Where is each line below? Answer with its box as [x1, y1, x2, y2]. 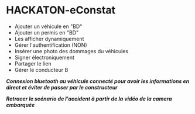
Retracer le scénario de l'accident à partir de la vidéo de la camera [6, 95, 172, 102]
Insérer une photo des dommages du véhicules [14, 47, 129, 54]
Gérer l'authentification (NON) [14, 42, 87, 49]
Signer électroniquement [14, 54, 75, 61]
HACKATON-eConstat [6, 4, 116, 17]
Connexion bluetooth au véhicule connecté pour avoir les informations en [6, 77, 190, 85]
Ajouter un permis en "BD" [14, 29, 79, 36]
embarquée [6, 101, 35, 108]
